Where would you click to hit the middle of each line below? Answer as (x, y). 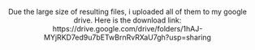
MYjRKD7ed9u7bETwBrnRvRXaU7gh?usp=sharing (127, 37)
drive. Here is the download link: (127, 20)
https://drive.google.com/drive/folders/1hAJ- (127, 29)
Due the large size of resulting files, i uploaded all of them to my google (127, 12)
